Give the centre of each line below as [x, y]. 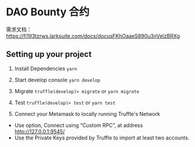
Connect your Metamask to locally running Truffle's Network [87, 114]
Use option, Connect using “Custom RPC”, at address [79, 125]
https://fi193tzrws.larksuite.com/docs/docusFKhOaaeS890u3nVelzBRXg [93, 36]
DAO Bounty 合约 [48, 12]
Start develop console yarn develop [57, 80]
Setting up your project [49, 54]
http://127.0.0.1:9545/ [40, 131]
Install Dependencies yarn [46, 69]
